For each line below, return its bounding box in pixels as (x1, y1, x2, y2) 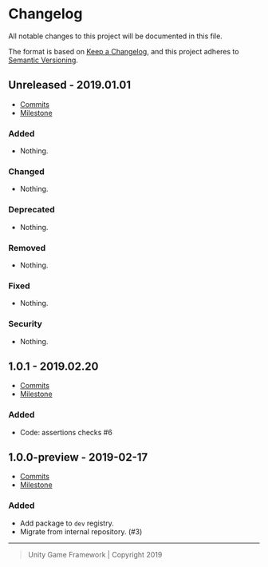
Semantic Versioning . (8, 55, 78, 65)
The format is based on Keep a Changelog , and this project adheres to (8, 46, 239, 56)
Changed (8, 165, 45, 176)
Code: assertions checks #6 (19, 427, 113, 437)
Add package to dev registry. (19, 518, 114, 528)
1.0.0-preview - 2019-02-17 (8, 450, 148, 464)
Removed (8, 242, 46, 253)
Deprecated (8, 204, 56, 216)
